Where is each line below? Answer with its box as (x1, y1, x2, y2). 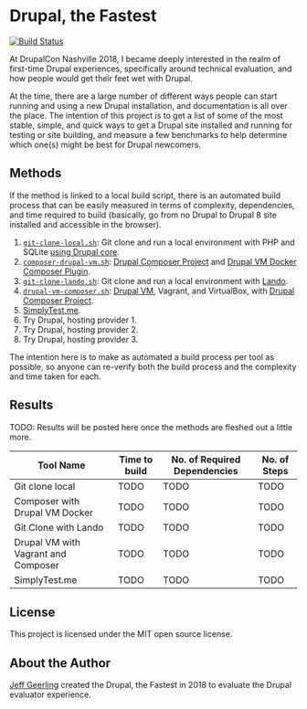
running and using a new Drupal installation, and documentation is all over (9, 100, 288, 111)
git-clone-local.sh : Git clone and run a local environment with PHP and (22, 237, 295, 248)
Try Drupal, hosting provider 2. (22, 323, 139, 334)
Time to (118, 453, 153, 466)
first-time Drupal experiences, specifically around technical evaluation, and (9, 63, 292, 74)
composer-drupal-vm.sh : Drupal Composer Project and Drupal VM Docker (22, 256, 297, 267)
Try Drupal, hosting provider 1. (22, 314, 137, 325)
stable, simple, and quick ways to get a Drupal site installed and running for (9, 120, 293, 131)
